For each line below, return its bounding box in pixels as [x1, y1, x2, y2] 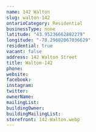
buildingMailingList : [6, 111, 61, 117]
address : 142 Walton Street [6, 54, 78, 60]
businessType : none [6, 26, 56, 32]
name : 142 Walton [6, 9, 50, 15]
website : [6, 71, 29, 77]
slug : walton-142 [6, 15, 50, 21]
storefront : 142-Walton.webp [6, 116, 80, 122]
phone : [6, 65, 23, 72]
